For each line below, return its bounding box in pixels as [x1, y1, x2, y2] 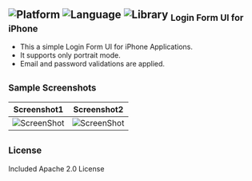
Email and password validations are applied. [19, 59, 166, 68]
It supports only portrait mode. [19, 50, 122, 60]
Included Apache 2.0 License [8, 163, 105, 173]
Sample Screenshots [8, 82, 97, 94]
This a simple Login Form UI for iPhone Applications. [19, 42, 194, 51]
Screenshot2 [73, 103, 124, 115]
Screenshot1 [13, 103, 64, 115]
